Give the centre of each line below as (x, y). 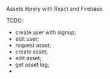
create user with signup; (45, 32)
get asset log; (32, 64)
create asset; (32, 52)
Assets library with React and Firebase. (55, 9)
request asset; (33, 45)
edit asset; (28, 58)
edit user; (27, 39)
